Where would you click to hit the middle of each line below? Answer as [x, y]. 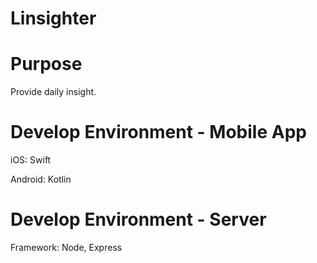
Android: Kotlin [41, 179]
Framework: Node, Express [66, 247]
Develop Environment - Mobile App [158, 132]
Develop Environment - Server [138, 219]
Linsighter [53, 18]
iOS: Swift [31, 160]
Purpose [46, 64]
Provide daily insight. [53, 92]
